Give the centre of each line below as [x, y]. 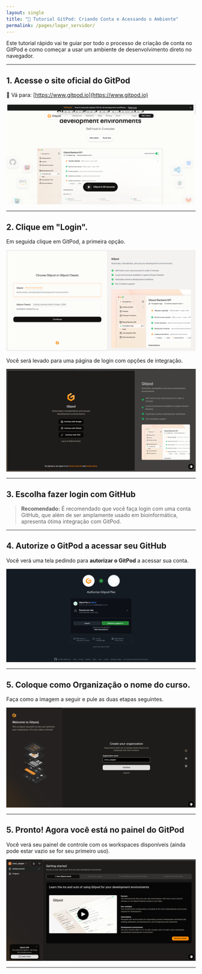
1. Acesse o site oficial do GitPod [68, 80]
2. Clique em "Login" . [47, 227]
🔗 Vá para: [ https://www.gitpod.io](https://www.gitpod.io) [77, 95]
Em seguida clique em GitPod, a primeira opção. [66, 242]
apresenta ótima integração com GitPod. [71, 521]
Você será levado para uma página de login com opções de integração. [95, 361]
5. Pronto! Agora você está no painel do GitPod [95, 830]
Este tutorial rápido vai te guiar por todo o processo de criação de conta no [99, 43]
